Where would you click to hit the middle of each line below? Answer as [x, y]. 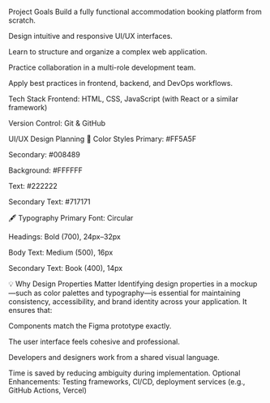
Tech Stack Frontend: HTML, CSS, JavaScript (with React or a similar [124, 99]
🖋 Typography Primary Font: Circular [71, 218]
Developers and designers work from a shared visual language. [114, 357]
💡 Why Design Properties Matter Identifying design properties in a [118, 284]
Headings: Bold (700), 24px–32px [65, 237]
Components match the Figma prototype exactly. [90, 326]
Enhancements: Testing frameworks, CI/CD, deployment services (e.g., [127, 382]
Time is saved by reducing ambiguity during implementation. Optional [124, 373]
